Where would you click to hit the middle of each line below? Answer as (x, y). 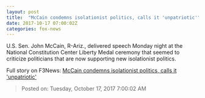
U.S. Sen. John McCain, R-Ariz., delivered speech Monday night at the (95, 46)
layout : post (23, 12)
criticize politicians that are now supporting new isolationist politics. (91, 59)
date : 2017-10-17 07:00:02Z (42, 23)
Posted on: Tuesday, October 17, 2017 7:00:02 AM (84, 89)
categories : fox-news (34, 29)
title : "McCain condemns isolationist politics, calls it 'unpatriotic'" (103, 18)
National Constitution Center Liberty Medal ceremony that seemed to (93, 53)
